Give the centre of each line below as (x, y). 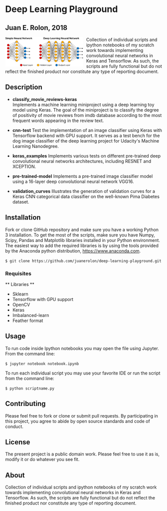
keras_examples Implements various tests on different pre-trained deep (86, 155)
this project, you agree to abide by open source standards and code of (78, 421)
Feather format (28, 320)
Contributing (25, 404)
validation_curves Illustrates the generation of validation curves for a (84, 191)
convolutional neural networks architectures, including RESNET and (82, 161)
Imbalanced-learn (31, 315)
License (18, 442)
